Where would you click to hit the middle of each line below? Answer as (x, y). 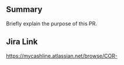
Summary (24, 10)
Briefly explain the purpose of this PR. (52, 23)
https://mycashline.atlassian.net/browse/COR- (62, 56)
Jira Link (22, 42)
